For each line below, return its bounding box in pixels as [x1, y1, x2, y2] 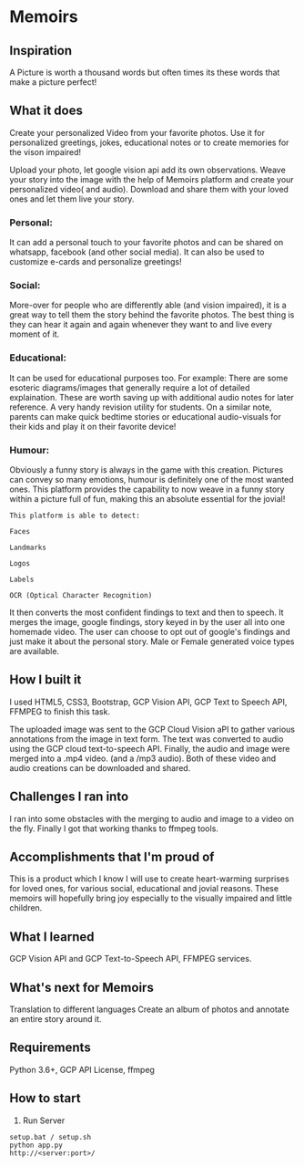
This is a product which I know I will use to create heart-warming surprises [9, 873, 289, 884]
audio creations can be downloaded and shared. [9, 762, 191, 773]
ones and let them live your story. [9, 193, 135, 204]
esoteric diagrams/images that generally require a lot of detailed [9, 381, 250, 393]
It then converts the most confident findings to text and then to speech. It [9, 607, 284, 618]
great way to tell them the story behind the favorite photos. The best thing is [9, 309, 295, 320]
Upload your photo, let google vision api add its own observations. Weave [9, 164, 287, 175]
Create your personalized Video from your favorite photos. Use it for [9, 127, 266, 138]
